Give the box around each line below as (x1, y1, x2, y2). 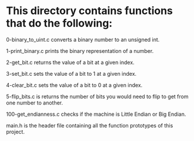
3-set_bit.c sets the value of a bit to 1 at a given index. (6, 70, 137, 77)
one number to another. (6, 99, 63, 106)
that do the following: (6, 16, 113, 30)
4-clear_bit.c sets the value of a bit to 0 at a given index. (6, 81, 143, 89)
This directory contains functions (6, 4, 173, 18)
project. (6, 128, 25, 135)
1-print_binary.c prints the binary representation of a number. (6, 47, 154, 54)
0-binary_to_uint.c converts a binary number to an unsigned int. (6, 36, 160, 43)
